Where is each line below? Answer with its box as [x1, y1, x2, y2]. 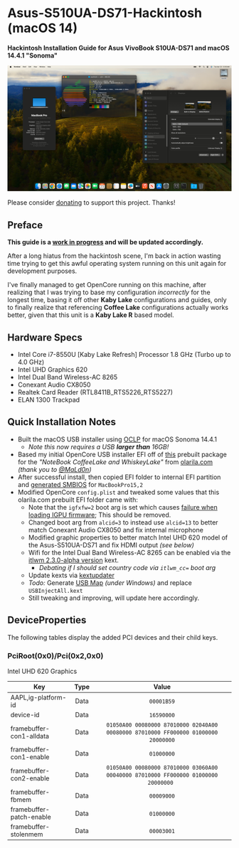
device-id [10, 710, 40, 719]
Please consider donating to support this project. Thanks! [7, 198, 176, 207]
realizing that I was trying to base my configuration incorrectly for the [7, 288, 211, 296]
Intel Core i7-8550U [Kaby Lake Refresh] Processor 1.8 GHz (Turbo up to [17, 350, 231, 359]
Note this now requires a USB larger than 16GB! [28, 442, 169, 451]
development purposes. [7, 267, 78, 275]
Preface [7, 219, 43, 231]
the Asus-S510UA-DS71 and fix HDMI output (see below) [28, 540, 194, 549]
